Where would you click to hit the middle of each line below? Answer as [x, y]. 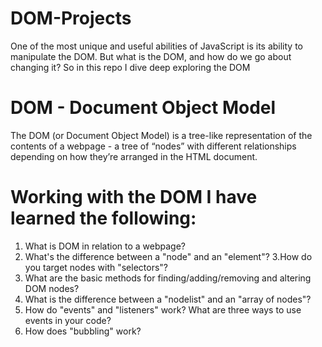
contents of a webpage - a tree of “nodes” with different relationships [153, 146]
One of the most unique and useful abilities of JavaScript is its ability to [157, 46]
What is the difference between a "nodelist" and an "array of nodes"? [168, 299]
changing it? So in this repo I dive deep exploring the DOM [130, 67]
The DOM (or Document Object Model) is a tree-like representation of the [161, 135]
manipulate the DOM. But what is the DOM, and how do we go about [151, 56]
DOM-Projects [71, 18]
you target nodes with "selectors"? [96, 267]
